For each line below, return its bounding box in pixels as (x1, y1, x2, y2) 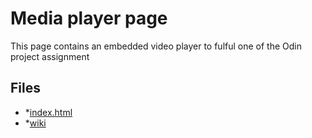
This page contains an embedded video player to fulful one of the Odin (10, 40, 302, 52)
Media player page (10, 7, 168, 30)
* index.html (24, 106, 73, 118)
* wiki (24, 117, 47, 129)
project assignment (10, 50, 90, 62)
